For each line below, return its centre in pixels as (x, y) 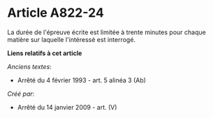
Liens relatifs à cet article (45, 53)
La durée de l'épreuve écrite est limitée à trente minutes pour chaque (106, 32)
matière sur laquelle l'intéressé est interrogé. (72, 39)
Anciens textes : (30, 66)
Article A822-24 (56, 13)
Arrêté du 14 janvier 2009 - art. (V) (67, 107)
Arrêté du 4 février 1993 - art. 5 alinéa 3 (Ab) (82, 80)
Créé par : (21, 94)
